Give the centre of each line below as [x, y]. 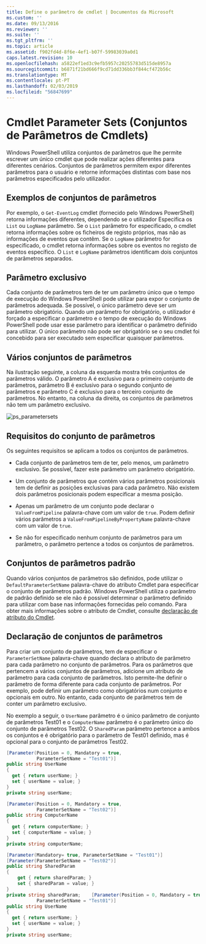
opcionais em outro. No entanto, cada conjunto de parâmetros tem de [94, 697]
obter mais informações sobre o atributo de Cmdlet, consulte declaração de [102, 610]
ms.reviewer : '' [27, 29]
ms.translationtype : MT [37, 75]
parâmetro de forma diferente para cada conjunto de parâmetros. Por [94, 684]
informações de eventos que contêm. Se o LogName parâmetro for [88, 239]
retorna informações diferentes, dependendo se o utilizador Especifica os [99, 219]
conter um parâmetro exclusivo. [47, 703]
